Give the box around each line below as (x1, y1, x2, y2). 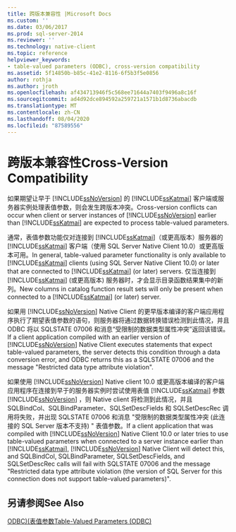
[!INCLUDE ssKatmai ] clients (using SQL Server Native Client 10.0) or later (7, 259, 220, 267)
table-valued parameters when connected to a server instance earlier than (7, 437, 224, 446)
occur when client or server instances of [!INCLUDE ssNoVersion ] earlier (7, 211, 217, 220)
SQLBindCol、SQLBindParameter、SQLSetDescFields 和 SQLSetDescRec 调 (7, 404, 229, 413)
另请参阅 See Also (7, 497, 85, 509)
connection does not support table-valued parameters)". (7, 475, 171, 483)
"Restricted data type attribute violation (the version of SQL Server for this (7, 467, 223, 475)
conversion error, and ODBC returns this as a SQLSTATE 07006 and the (7, 355, 215, 364)
